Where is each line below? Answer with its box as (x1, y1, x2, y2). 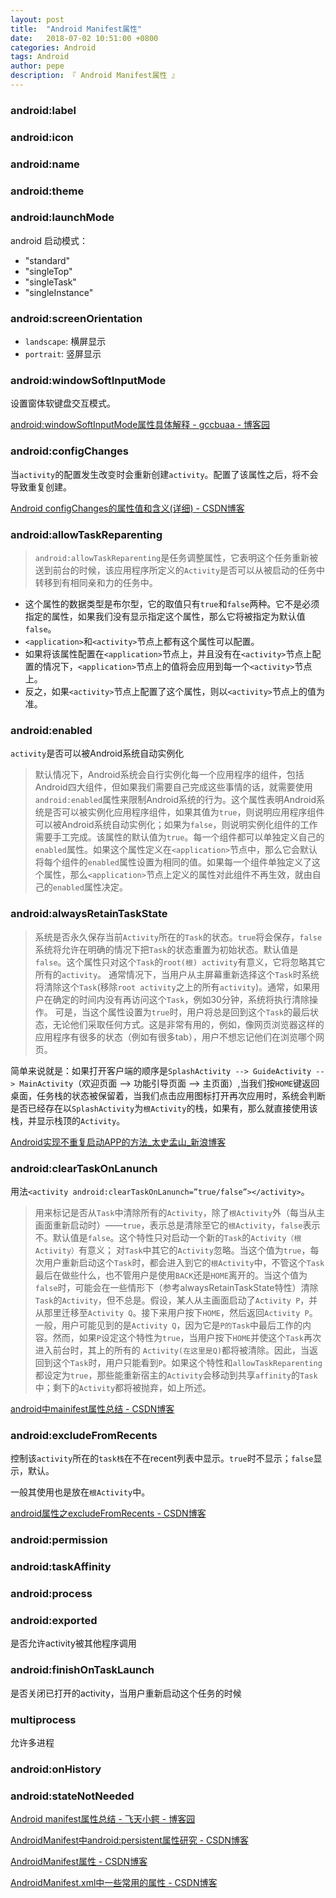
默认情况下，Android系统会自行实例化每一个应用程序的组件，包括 (34, 769, 305, 781)
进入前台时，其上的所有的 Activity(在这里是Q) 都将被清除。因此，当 (34, 1344, 310, 1356)
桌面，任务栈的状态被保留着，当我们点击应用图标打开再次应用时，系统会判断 (10, 1089, 326, 1101)
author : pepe (10, 61, 65, 71)
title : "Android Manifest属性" (10, 24, 142, 34)
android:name (10, 157, 80, 171)
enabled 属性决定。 (52, 881, 128, 893)
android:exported (10, 1613, 98, 1627)
